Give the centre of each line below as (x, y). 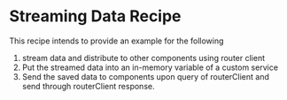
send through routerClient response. (88, 86)
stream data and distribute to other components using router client (143, 58)
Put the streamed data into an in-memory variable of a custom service (150, 67)
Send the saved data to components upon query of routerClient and (146, 76)
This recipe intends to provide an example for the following (116, 41)
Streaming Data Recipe (95, 16)
